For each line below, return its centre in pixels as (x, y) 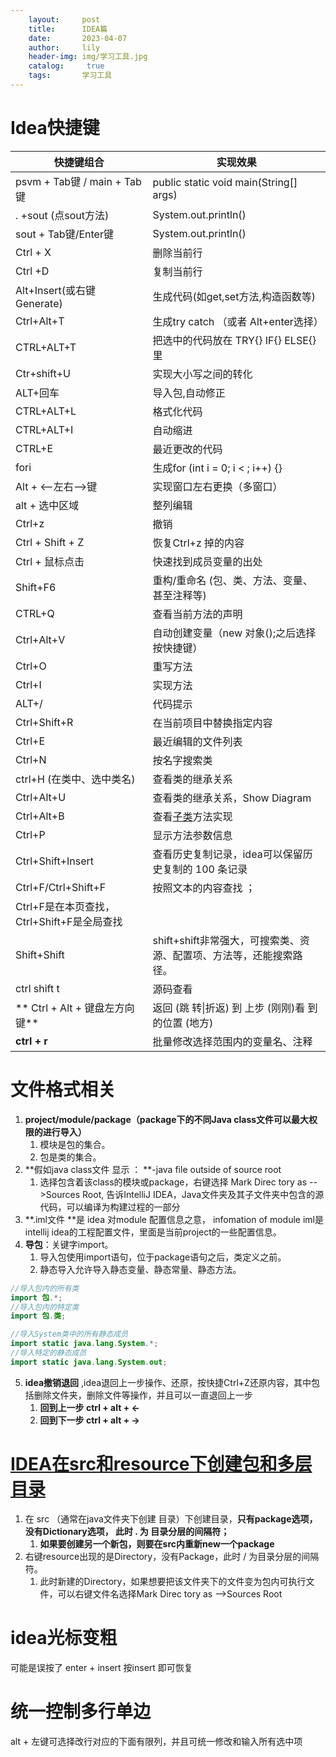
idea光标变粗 (64, 1637)
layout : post (64, 19)
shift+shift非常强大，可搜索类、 (226, 940)
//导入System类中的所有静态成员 (69, 1334)
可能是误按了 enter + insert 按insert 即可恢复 (101, 1667)
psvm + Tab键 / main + (68, 181)
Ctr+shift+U (43, 373)
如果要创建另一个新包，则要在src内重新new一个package (157, 1543)
